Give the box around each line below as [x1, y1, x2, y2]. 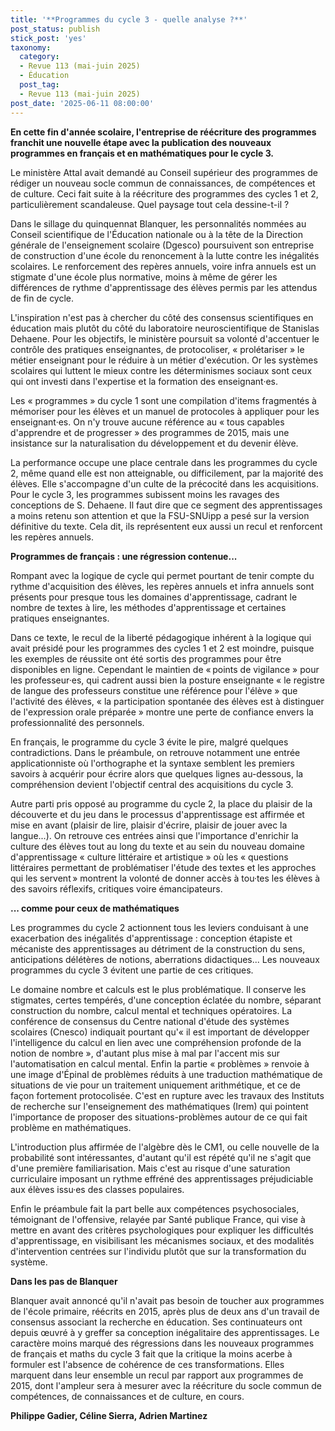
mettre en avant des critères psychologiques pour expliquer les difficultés [10, 1224, 314, 1236]
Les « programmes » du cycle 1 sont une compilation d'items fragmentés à [10, 394, 317, 406]
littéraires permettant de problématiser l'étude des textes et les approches [10, 861, 317, 873]
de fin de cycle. [10, 292, 75, 304]
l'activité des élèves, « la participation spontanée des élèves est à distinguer [10, 695, 325, 707]
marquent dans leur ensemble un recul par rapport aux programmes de [10, 1369, 304, 1381]
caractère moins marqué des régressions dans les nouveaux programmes [10, 1337, 315, 1349]
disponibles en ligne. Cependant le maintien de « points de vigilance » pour [10, 663, 320, 675]
